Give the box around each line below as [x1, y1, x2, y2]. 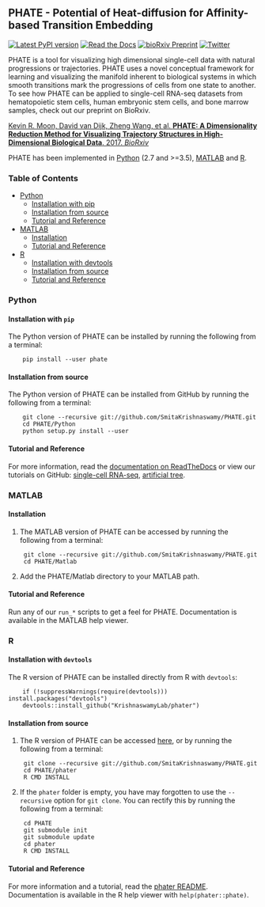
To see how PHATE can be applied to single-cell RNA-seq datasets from [8, 89, 243, 98]
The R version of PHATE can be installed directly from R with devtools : [8, 673, 238, 682]
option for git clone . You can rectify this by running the [54, 795, 236, 806]
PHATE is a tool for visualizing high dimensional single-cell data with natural [8, 55, 256, 64]
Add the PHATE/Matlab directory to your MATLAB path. [19, 571, 200, 581]
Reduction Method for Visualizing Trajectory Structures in [8, 129, 203, 139]
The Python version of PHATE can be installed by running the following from [8, 332, 256, 341]
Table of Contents [8, 173, 79, 184]
